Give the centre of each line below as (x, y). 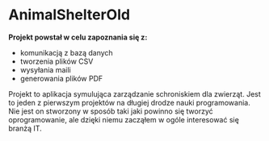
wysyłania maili (45, 69)
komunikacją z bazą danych (66, 52)
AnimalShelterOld (69, 15)
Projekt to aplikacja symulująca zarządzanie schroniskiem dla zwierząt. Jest (134, 93)
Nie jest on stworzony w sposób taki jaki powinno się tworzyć (111, 111)
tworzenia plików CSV (57, 61)
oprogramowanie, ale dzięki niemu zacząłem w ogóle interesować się (124, 119)
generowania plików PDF (61, 78)
